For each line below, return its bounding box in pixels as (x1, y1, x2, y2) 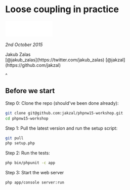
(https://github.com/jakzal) (5, 62, 61, 68)
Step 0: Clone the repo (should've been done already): (5, 100, 119, 106)
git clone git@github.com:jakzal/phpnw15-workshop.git (5, 110, 123, 116)
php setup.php (5, 141, 35, 146)
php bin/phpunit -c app (5, 161, 56, 166)
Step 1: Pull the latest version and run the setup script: (5, 125, 118, 131)
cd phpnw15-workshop (5, 116, 49, 121)
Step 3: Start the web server (5, 170, 64, 176)
